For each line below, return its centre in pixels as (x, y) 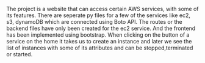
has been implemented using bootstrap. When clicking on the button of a (98, 35)
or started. (20, 54)
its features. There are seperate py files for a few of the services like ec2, (99, 15)
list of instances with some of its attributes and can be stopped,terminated (100, 48)
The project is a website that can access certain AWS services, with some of (103, 9)
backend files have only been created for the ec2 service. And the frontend (101, 28)
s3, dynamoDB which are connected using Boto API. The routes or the (94, 22)
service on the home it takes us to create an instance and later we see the (99, 41)
